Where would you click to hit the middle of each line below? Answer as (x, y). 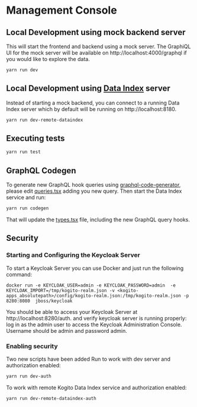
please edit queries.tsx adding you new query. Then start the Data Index (94, 191)
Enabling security (32, 346)
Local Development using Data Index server (88, 89)
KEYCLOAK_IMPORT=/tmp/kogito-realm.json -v (61, 290)
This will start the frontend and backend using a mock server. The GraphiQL (98, 46)
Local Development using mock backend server (96, 32)
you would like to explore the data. (48, 59)
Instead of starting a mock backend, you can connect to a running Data (93, 103)
